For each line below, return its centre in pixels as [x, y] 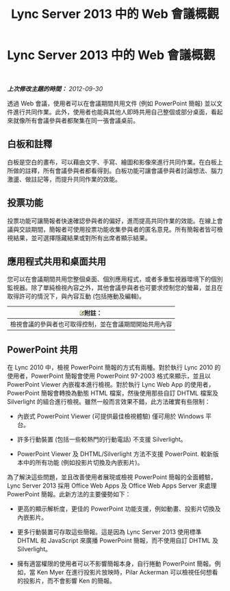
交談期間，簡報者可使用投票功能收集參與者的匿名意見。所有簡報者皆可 [118, 229]
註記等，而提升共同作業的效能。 [76, 179]
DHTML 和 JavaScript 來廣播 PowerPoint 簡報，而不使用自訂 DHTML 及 [118, 541]
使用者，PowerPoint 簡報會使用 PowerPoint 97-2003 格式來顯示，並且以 [109, 376]
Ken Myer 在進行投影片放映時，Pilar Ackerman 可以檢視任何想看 [127, 572]
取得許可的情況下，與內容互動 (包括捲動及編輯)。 [76, 296]
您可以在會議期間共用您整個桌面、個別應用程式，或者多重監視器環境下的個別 [115, 279]
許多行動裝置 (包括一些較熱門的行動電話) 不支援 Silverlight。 [102, 439]
